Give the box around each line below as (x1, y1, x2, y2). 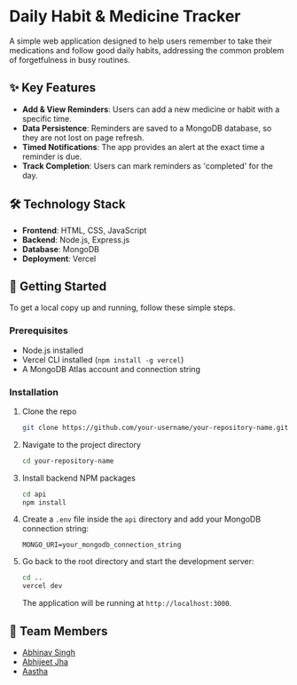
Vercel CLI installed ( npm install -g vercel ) (21, 354, 184, 365)
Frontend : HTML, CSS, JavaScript (21, 225, 147, 235)
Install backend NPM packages (21, 473, 136, 483)
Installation (9, 386, 59, 398)
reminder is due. (21, 151, 82, 162)
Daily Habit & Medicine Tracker (9, 6, 241, 27)
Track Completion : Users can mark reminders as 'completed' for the (21, 160, 273, 171)
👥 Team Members (9, 624, 108, 639)
